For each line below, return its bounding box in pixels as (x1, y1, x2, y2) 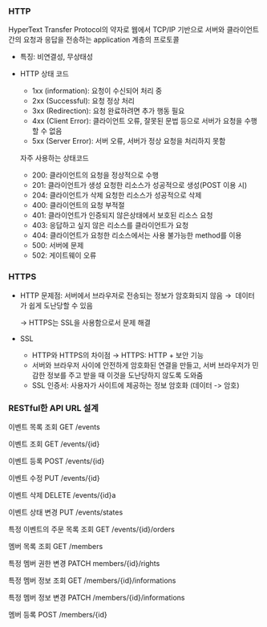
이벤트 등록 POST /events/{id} (8, 456, 105, 466)
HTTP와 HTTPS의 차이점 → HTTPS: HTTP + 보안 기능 (31, 350, 204, 360)
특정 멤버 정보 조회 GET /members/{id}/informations (8, 576, 176, 585)
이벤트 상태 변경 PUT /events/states (8, 507, 123, 517)
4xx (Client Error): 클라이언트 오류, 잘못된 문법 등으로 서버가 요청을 (31, 116, 243, 126)
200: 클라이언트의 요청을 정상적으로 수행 (31, 170, 159, 180)
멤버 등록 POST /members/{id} (8, 609, 108, 619)
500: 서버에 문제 (31, 241, 84, 250)
